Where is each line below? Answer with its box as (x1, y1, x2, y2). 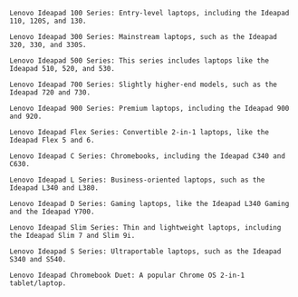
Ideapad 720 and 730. (9, 88, 91, 97)
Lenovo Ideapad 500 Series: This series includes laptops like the (9, 56, 270, 65)
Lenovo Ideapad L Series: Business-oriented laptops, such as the (9, 175, 265, 184)
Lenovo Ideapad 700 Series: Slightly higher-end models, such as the (9, 80, 278, 89)
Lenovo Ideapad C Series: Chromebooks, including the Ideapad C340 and (9, 152, 285, 161)
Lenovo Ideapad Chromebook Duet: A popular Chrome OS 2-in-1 (9, 271, 245, 280)
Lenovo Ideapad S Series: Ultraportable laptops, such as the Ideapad (9, 247, 282, 256)
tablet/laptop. (9, 279, 67, 288)
